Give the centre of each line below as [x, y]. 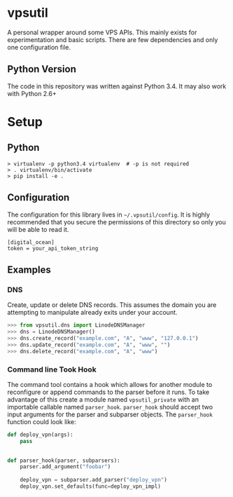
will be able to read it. [38, 229]
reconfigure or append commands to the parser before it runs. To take [108, 392]
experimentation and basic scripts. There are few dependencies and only [113, 39]
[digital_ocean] [31, 242]
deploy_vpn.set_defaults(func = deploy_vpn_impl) [90, 486]
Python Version [42, 69]
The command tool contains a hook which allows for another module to [110, 384]
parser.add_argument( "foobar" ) [65, 467]
